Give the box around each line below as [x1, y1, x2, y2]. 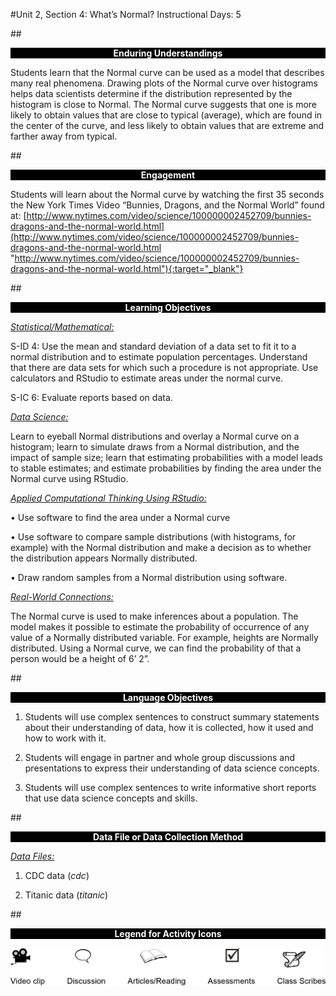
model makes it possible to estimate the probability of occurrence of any [10, 621, 310, 633]
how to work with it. [24, 732, 107, 744]
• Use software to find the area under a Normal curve [10, 512, 231, 523]
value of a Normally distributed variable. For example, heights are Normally [10, 632, 319, 643]
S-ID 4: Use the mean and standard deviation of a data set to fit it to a [10, 340, 297, 352]
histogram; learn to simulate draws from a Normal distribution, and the [10, 441, 300, 453]
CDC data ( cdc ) [24, 870, 90, 881]
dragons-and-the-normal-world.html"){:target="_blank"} [10, 263, 244, 274]
